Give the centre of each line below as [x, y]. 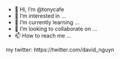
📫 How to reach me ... [43, 36]
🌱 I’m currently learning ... [47, 22]
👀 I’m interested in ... [40, 16]
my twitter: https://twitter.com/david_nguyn [60, 50]
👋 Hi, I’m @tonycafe [39, 9]
